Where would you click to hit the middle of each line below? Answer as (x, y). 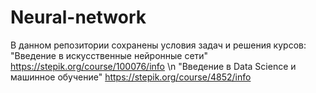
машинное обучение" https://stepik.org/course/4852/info (131, 77)
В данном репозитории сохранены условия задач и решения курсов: (158, 45)
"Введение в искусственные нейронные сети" (109, 55)
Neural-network (78, 17)
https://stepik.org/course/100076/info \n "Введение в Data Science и (153, 66)
